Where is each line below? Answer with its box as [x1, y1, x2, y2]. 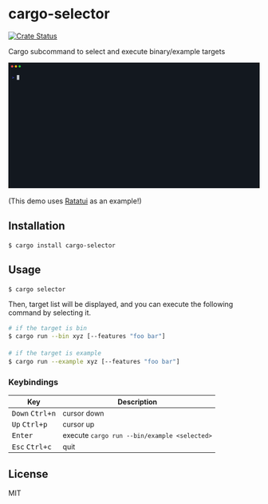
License [8, 467, 49, 481]
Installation [8, 219, 65, 233]
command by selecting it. [8, 308, 92, 317]
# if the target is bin [8, 324, 88, 332]
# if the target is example [8, 349, 102, 357]
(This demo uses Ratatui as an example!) [8, 196, 142, 206]
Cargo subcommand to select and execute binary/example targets [8, 46, 226, 56]
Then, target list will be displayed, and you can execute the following [8, 299, 234, 309]
